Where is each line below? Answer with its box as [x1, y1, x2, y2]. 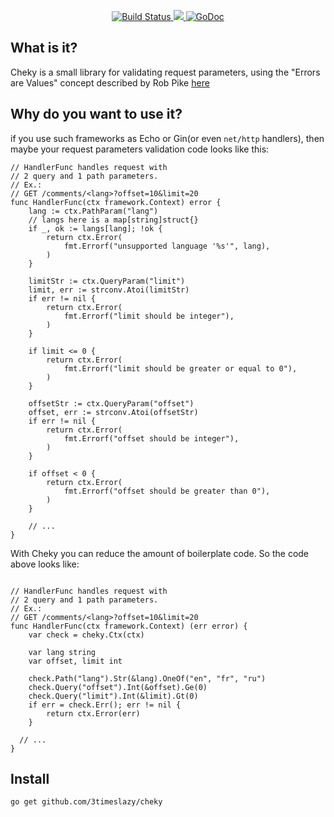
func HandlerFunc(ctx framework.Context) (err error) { [10, 621, 248, 631]
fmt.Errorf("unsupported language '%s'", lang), [63, 241, 271, 251]
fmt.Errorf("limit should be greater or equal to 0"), [63, 363, 298, 374]
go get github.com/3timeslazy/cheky [10, 797, 163, 807]
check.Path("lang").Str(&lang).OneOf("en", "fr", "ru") [28, 673, 267, 684]
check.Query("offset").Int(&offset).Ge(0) [28, 682, 208, 692]
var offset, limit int [28, 656, 123, 666]
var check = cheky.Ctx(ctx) [28, 630, 145, 640]
